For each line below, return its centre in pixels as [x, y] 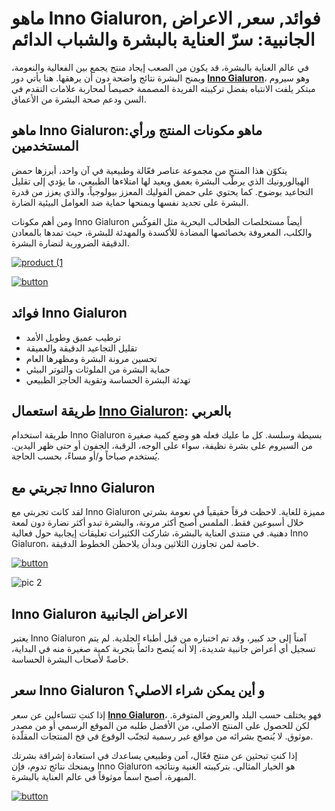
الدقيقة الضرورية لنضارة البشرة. [70, 243]
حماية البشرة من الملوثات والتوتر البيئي [98, 369]
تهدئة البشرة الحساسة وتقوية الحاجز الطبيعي [108, 379]
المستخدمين [45, 146]
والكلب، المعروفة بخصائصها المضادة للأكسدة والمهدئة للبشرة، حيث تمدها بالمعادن [162, 232]
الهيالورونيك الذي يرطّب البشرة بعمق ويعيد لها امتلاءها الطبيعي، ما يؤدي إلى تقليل [160, 181]
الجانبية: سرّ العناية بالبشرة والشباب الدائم [163, 39]
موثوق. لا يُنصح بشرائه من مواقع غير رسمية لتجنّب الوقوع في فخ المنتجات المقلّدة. [162, 736]
